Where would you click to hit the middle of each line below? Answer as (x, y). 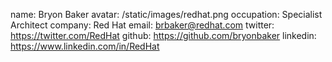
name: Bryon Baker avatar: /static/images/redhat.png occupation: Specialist (166, 14)
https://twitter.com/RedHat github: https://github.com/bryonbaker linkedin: (163, 35)
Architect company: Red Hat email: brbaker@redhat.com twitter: (142, 25)
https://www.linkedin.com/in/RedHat (85, 46)
